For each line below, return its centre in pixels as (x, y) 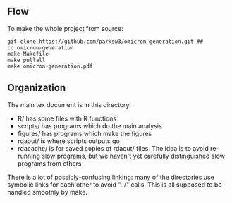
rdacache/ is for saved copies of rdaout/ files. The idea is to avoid (113, 148)
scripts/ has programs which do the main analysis (90, 125)
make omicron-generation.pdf (50, 66)
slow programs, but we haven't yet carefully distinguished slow (134, 156)
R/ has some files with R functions (67, 118)
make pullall (26, 60)
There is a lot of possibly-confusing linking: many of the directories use (111, 177)
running (29, 156)
